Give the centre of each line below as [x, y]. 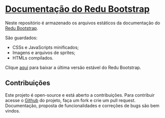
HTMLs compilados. [33, 58]
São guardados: [21, 38]
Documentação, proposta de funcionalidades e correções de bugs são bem [82, 106]
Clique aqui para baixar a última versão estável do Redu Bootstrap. [73, 67]
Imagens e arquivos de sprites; [44, 53]
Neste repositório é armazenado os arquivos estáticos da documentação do [82, 23]
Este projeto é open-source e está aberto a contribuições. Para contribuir [80, 95]
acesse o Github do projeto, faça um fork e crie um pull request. [70, 100]
